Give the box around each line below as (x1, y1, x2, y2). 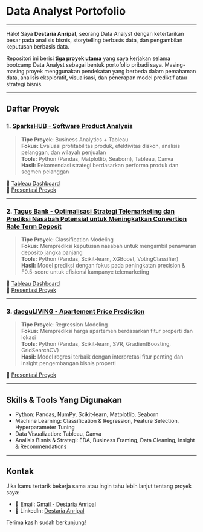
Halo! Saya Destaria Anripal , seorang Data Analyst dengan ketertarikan (6, 30, 184, 37)
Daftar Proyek (6, 104, 59, 114)
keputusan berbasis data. (6, 42, 69, 50)
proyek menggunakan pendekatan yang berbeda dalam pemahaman (25, 67, 196, 75)
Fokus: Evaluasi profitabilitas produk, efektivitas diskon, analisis (21, 142, 181, 149)
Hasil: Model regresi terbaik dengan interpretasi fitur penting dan (21, 353, 184, 360)
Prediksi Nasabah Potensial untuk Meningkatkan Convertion (6, 214, 187, 223)
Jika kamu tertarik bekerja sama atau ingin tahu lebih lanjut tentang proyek (6, 482, 192, 490)
